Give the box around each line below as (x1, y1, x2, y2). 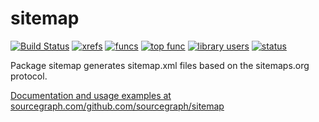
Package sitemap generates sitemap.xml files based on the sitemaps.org (10, 59, 310, 71)
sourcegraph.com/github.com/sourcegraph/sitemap (10, 100, 225, 112)
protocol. (10, 70, 48, 82)
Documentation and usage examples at (10, 89, 172, 101)
